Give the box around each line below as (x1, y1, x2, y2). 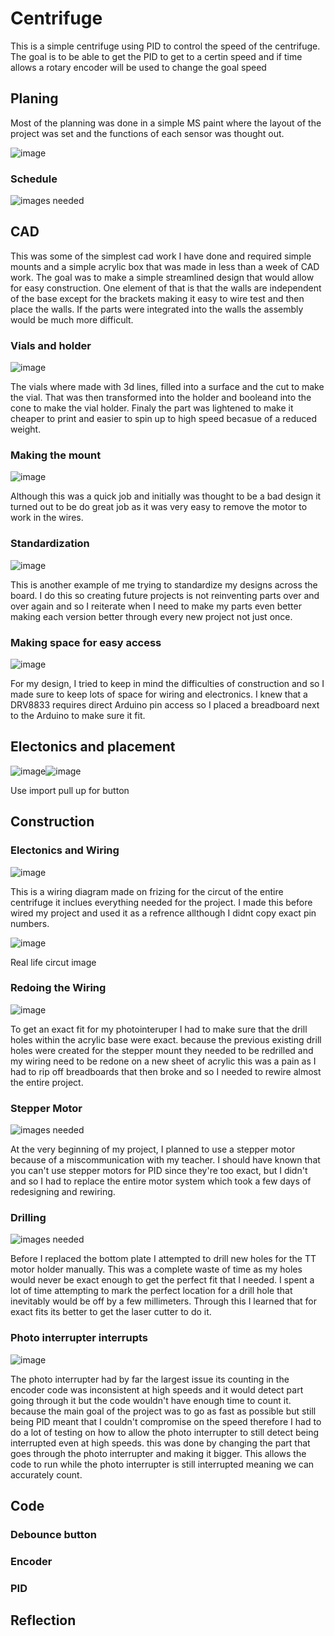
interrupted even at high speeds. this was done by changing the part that (10, 1437, 311, 1449)
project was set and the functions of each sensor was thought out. (10, 127, 285, 139)
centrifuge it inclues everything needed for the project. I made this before (10, 896, 313, 908)
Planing (10, 90, 59, 107)
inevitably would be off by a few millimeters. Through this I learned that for (10, 1295, 317, 1307)
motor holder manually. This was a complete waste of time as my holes (10, 1263, 303, 1276)
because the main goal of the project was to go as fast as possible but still (10, 1405, 317, 1417)
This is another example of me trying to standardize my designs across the (10, 578, 318, 591)
